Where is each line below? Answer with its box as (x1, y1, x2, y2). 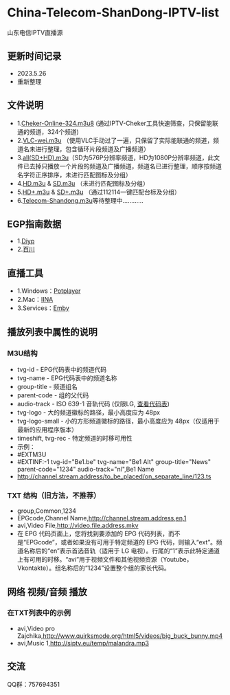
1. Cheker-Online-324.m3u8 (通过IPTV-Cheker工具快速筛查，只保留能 (16, 119, 213, 127)
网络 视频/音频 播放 (7, 586, 88, 597)
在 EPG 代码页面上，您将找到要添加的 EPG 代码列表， (16, 529, 169, 538)
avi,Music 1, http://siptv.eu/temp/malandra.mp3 (16, 639, 150, 647)
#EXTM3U (16, 450, 47, 459)
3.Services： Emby (16, 304, 70, 312)
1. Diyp (16, 237, 35, 245)
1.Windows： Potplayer (16, 287, 81, 295)
